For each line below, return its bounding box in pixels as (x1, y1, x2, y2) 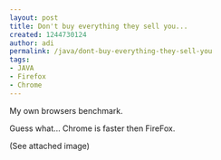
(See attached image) (9, 140, 91, 151)
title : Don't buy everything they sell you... (9, 22, 188, 31)
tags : (9, 55, 30, 64)
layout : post (9, 13, 59, 23)
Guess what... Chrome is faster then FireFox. (9, 123, 176, 134)
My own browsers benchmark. (9, 105, 124, 116)
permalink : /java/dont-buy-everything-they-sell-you (9, 47, 213, 56)
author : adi (9, 38, 54, 48)
